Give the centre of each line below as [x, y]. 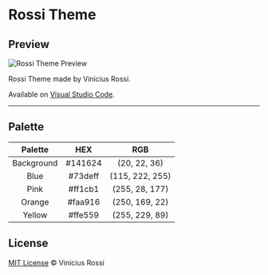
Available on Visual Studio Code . [62, 94]
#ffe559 [84, 215]
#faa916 [84, 201]
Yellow [35, 215]
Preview [29, 44]
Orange [35, 201]
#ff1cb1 [84, 189]
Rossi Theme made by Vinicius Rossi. [70, 79]
